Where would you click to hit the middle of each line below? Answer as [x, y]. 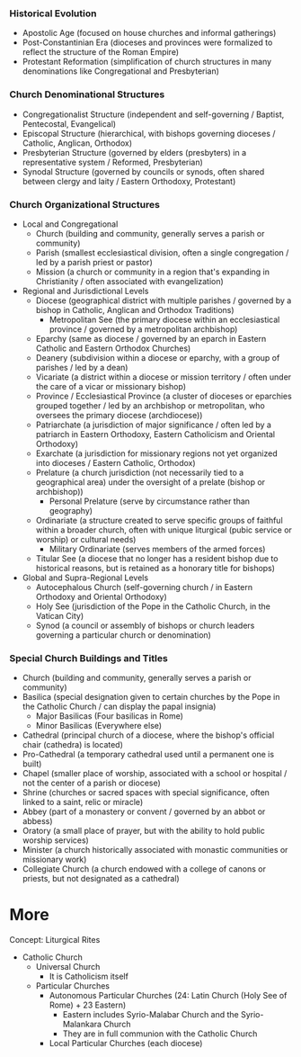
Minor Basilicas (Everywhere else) [99, 726]
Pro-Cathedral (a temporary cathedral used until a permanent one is [148, 755]
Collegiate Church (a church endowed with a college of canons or [144, 869]
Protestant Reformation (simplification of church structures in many [147, 62]
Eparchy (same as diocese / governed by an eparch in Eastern [151, 338]
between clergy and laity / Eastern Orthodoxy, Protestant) [129, 181]
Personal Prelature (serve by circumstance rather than [149, 501]
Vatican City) [60, 615]
